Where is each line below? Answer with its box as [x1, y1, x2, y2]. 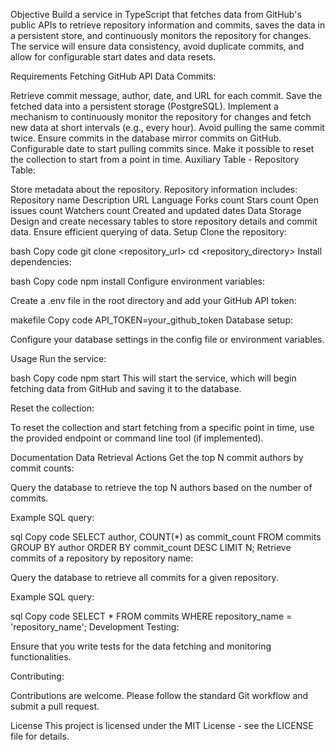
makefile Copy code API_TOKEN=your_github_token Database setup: [10, 314, 293, 326]
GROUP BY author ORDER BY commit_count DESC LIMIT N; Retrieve [10, 542, 292, 553]
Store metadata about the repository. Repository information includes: [10, 184, 298, 195]
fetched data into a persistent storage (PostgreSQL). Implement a [10, 100, 279, 112]
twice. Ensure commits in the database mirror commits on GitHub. [10, 132, 282, 144]
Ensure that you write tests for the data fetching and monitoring [10, 640, 272, 652]
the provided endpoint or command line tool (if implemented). [10, 432, 264, 444]
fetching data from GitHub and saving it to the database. [10, 383, 242, 394]
